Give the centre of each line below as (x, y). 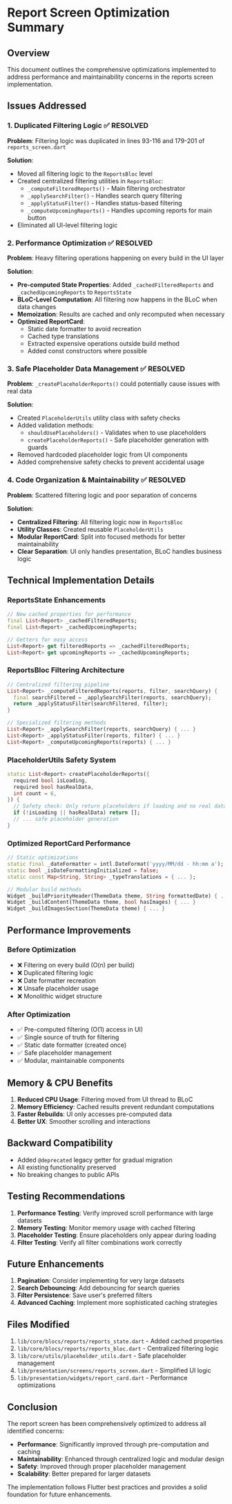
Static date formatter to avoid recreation (84, 328)
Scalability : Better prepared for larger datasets (84, 1474)
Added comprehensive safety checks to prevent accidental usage (111, 462)
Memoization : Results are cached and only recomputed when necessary (121, 314)
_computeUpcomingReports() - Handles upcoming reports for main (120, 210)
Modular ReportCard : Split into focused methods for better (101, 537)
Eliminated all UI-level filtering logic (67, 225)
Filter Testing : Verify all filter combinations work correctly (99, 1242)
